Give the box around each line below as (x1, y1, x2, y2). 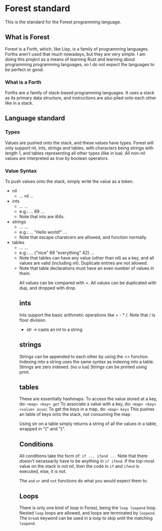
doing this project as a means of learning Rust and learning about (5, 56, 135, 62)
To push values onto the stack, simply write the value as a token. (5, 178, 134, 185)
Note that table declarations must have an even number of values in (19, 265, 154, 271)
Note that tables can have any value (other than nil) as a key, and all (19, 255, 154, 261)
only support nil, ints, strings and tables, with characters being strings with (5, 145, 154, 151)
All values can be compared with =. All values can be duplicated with (19, 280, 157, 286)
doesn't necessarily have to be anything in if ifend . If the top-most (19, 458, 155, 464)
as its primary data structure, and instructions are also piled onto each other (5, 95, 156, 101)
